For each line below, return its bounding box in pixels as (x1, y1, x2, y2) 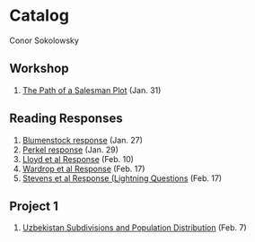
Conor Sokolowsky (9, 35, 79, 46)
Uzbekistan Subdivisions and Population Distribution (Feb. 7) (22, 222, 247, 233)
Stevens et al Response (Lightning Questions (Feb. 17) (22, 172, 223, 184)
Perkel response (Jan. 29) (22, 144, 119, 155)
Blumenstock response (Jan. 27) (22, 134, 144, 145)
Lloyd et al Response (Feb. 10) (22, 153, 135, 164)
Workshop (9, 61, 69, 76)
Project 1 (9, 198, 58, 213)
